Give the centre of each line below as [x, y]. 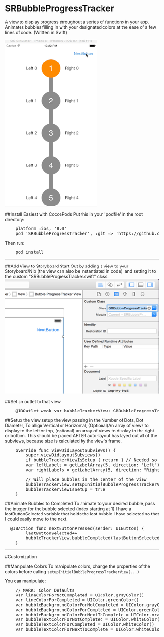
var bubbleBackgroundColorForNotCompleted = [69, 605]
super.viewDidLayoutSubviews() [63, 455]
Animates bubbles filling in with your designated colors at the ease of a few [81, 27]
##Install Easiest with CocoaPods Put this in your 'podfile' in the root [74, 214]
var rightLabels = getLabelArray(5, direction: [83, 470]
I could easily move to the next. [36, 519]
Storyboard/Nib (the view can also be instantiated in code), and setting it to [81, 271]
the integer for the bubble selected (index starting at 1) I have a [68, 509]
